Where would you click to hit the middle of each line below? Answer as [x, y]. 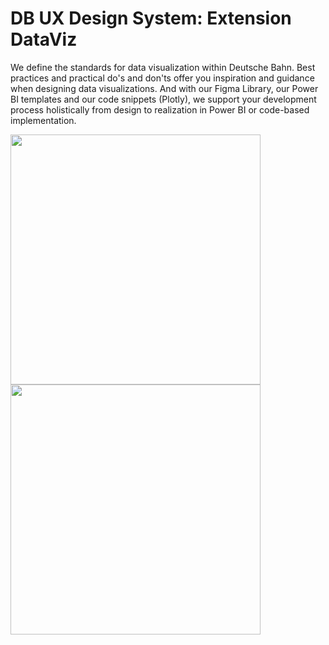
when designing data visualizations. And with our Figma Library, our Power [164, 88]
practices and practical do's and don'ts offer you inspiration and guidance [162, 78]
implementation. [43, 120]
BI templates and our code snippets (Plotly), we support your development [163, 99]
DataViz [44, 39]
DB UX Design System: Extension [151, 18]
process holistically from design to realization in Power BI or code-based [160, 109]
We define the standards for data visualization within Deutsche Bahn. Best [163, 67]
